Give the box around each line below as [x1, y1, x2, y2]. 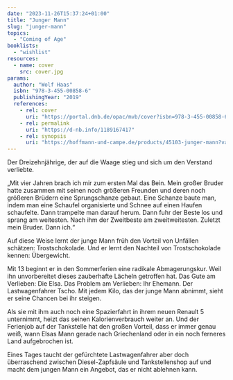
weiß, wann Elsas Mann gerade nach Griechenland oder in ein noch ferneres [7, 330, 226, 338]
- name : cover [13, 62, 54, 69]
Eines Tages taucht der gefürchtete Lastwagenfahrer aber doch [7, 351, 189, 359]
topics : [7, 29, 30, 37]
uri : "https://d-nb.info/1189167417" [25, 126, 135, 133]
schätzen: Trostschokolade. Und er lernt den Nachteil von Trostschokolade [7, 244, 221, 252]
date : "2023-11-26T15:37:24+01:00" [7, 10, 110, 17]
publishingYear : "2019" [13, 94, 82, 101]
